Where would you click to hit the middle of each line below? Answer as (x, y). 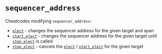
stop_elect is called (32, 41)
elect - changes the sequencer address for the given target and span (83, 30)
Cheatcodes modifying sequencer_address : (48, 21)
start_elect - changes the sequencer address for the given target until (84, 36)
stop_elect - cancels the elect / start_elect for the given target (78, 46)
